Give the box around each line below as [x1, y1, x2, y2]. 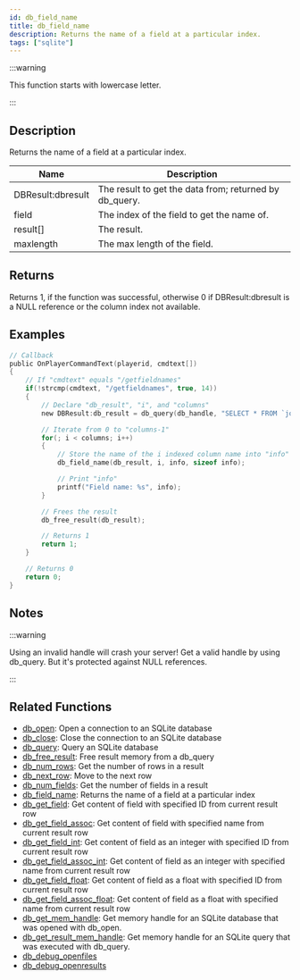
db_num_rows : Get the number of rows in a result [21, 761, 204, 772]
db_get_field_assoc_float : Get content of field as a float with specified [21, 894, 279, 905]
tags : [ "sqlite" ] [9, 38, 74, 47]
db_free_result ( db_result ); [41, 515, 146, 524]
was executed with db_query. [21, 942, 131, 952]
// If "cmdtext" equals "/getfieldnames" [25, 376, 181, 385]
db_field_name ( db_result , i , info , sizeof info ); [56, 458, 246, 467]
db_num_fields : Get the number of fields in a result [21, 780, 208, 791]
